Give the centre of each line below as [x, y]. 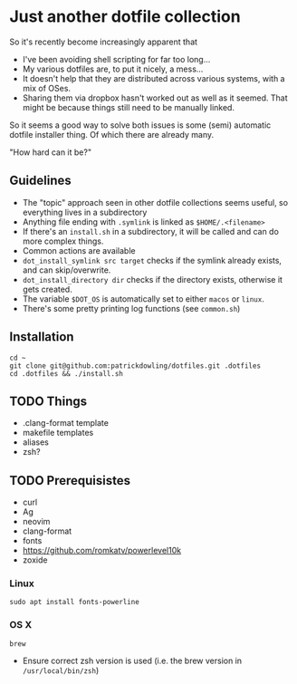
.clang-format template [65, 423]
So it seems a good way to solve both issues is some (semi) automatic [140, 125]
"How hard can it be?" [51, 152]
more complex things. [63, 241]
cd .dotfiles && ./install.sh [67, 373]
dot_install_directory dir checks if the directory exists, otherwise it [153, 279]
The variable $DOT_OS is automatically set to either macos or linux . [143, 299]
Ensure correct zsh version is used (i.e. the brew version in [132, 660]
